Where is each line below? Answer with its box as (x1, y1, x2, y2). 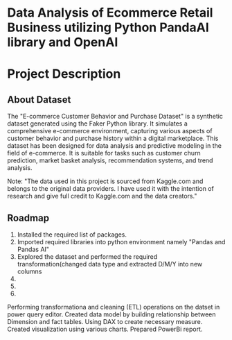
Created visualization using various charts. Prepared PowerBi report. (7, 325, 203, 333)
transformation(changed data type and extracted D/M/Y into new (17, 260, 203, 268)
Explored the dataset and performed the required (17, 253, 158, 261)
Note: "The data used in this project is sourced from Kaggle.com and (7, 177, 204, 185)
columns (17, 267, 42, 275)
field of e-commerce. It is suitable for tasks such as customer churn (7, 149, 201, 158)
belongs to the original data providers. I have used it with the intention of (7, 185, 215, 193)
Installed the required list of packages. (17, 230, 127, 239)
